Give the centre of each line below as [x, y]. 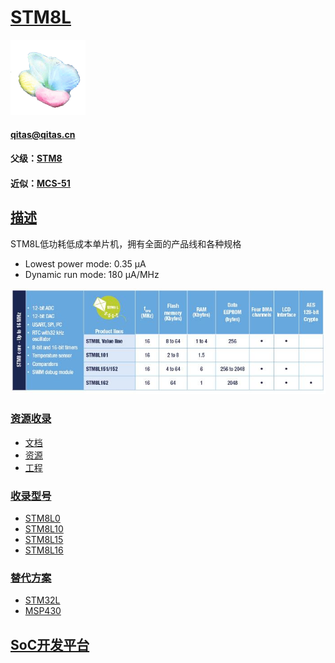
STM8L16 [44, 550]
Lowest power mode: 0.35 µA [85, 263]
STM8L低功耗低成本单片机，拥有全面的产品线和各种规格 [126, 243]
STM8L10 [44, 529]
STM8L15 [44, 540]
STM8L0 [42, 518]
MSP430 [43, 611]
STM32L [42, 600]
